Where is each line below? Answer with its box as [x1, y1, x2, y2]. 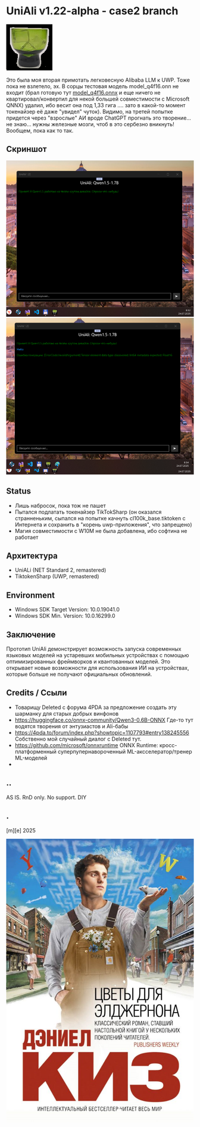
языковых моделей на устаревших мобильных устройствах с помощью [6, 652, 189, 659]
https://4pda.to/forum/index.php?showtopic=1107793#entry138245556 [14, 729, 189, 736]
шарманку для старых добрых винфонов [14, 710, 119, 717]
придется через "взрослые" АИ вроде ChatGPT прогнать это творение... [6, 114, 192, 121]
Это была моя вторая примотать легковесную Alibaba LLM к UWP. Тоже [6, 76, 190, 83]
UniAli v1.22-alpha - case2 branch [6, 4, 179, 18]
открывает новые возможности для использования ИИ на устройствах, [6, 664, 189, 672]
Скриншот [6, 144, 47, 154]
